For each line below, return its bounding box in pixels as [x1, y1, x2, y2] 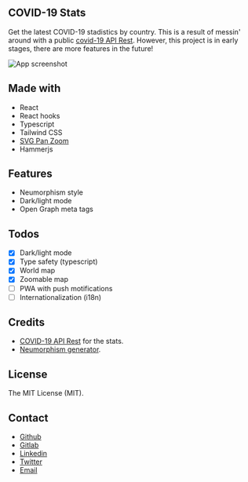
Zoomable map [19, 275, 69, 284]
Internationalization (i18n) [19, 292, 102, 301]
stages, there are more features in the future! [8, 43, 154, 53]
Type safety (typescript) [19, 257, 98, 266]
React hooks [19, 111, 60, 120]
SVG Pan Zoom [19, 136, 69, 145]
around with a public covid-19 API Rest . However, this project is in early [8, 35, 239, 45]
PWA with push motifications [19, 283, 113, 293]
